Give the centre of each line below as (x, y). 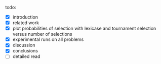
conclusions (25, 51)
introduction (25, 17)
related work (26, 23)
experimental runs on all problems (48, 39)
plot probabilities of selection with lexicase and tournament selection (84, 28)
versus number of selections (42, 34)
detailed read (26, 56)
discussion (24, 45)
